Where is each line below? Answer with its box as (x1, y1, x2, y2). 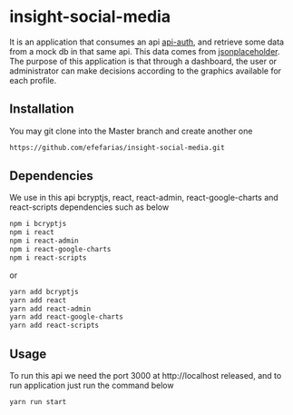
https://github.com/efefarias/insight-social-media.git (9, 143, 225, 152)
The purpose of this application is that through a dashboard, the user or (9, 55, 278, 66)
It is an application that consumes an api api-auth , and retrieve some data (9, 36, 284, 47)
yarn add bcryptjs (9, 287, 79, 296)
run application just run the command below (9, 380, 174, 390)
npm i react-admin (9, 236, 79, 246)
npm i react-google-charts (9, 245, 112, 254)
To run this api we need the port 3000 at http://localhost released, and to (9, 371, 282, 380)
